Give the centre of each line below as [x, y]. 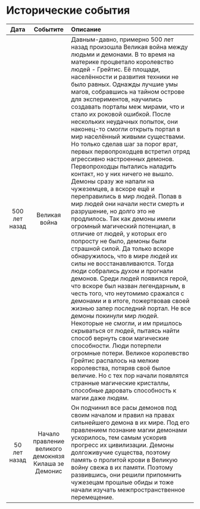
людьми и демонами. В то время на [123, 54]
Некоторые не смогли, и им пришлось [127, 323]
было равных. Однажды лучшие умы [125, 84]
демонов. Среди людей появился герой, [130, 278]
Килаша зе [49, 464]
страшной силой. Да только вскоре [123, 249]
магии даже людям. [100, 398]
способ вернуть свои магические [120, 338]
